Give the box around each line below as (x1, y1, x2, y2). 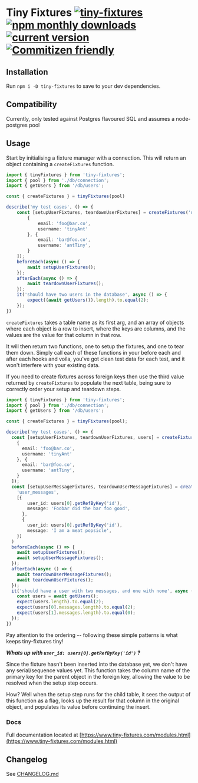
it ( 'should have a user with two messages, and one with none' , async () (11, 588, 196, 594)
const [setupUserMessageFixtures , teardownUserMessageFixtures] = (11, 484, 178, 490)
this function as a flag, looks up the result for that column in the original (6, 697, 180, 704)
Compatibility (6, 100, 57, 110)
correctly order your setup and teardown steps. (6, 385, 121, 392)
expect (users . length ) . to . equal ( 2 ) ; (16, 599, 104, 605)
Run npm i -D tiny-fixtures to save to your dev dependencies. (6, 82, 161, 90)
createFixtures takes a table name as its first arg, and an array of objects (6, 319, 184, 326)
